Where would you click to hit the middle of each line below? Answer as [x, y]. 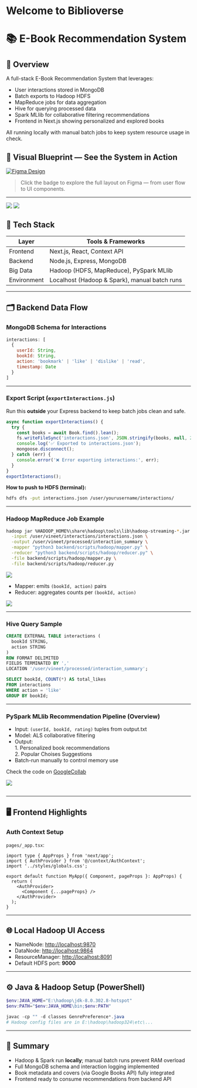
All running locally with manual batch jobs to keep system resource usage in [98, 133]
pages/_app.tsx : [26, 845]
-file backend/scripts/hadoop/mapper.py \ [64, 558]
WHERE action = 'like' [34, 690]
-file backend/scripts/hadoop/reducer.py [63, 564]
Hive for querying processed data [55, 109]
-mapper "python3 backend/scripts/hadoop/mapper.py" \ [80, 548]
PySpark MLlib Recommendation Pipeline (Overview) [83, 716]
